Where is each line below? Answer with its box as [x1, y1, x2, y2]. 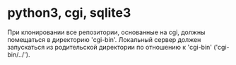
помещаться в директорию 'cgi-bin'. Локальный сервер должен [7, 35, 201, 43]
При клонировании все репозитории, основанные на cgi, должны [7, 28, 206, 36]
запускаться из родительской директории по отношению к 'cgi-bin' [7, 43, 213, 51]
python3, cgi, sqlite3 [7, 5, 131, 21]
